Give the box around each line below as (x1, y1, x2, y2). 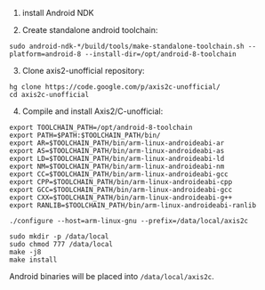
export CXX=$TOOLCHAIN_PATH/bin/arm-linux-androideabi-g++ (9, 193, 233, 202)
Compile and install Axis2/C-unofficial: (21, 106, 164, 117)
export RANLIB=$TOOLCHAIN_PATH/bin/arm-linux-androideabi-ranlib (9, 201, 256, 210)
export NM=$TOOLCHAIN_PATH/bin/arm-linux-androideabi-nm (9, 162, 225, 171)
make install (9, 255, 58, 264)
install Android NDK (21, 8, 94, 18)
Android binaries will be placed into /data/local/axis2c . (9, 271, 215, 281)
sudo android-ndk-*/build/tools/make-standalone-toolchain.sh (9, 42, 245, 51)
